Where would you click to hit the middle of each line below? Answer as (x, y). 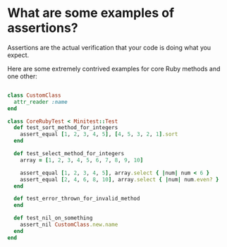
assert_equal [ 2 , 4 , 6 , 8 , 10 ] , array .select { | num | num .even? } (119, 179)
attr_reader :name (41, 102)
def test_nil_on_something (53, 218)
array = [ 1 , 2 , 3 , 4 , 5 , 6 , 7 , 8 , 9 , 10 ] (82, 160)
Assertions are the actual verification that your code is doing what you (109, 47)
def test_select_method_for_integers (69, 154)
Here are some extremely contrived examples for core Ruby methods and (114, 68)
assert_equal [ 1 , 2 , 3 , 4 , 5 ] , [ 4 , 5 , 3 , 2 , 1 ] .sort (99, 134)
